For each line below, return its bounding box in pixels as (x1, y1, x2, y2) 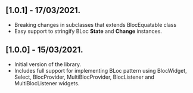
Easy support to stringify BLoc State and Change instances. (14, 27, 162, 35)
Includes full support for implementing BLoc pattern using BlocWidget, (14, 67, 187, 74)
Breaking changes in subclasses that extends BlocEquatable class (14, 21, 177, 28)
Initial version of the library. (14, 60, 82, 68)
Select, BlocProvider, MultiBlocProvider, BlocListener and (14, 73, 154, 80)
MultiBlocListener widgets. (14, 79, 80, 86)
